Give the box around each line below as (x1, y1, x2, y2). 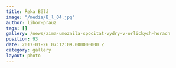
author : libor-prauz (6, 20, 57, 25)
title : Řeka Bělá (6, 8, 49, 15)
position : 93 (6, 36, 38, 42)
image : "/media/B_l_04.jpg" (6, 14, 76, 20)
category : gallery (6, 47, 51, 53)
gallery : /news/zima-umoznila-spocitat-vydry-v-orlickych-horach (6, 31, 170, 37)
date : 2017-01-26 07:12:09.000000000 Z (6, 42, 105, 48)
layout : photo (6, 53, 41, 59)
